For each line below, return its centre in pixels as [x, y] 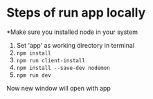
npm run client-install [51, 60]
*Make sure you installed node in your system [72, 32]
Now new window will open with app [59, 88]
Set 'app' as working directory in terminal [75, 45]
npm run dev [34, 75]
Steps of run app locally [76, 13]
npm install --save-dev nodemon [63, 68]
